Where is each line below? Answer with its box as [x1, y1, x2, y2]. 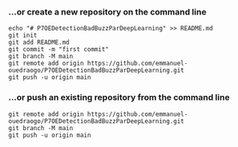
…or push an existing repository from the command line [8, 92, 230, 103]
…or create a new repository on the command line [8, 6, 207, 18]
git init [8, 31, 38, 40]
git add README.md [8, 38, 70, 46]
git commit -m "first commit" [8, 46, 110, 54]
